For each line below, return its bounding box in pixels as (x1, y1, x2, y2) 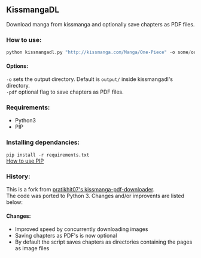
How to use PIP (6, 157, 44, 164)
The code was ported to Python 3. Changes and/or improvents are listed (6, 192, 184, 200)
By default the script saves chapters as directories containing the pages (14, 238, 193, 245)
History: (6, 172, 31, 181)
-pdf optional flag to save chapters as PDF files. (6, 88, 124, 95)
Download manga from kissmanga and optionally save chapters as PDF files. (6, 20, 195, 28)
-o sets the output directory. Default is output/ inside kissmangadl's (6, 76, 173, 83)
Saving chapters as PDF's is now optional (14, 232, 117, 239)
